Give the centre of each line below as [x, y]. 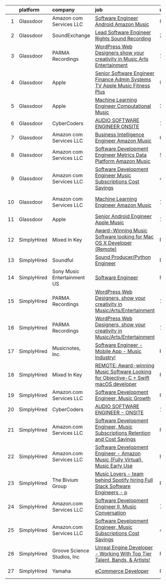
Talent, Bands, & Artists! [123, 560]
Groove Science [71, 551]
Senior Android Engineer [124, 216]
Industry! [105, 357]
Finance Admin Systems [123, 80]
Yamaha [62, 571]
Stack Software [113, 486]
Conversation [111, 513]
